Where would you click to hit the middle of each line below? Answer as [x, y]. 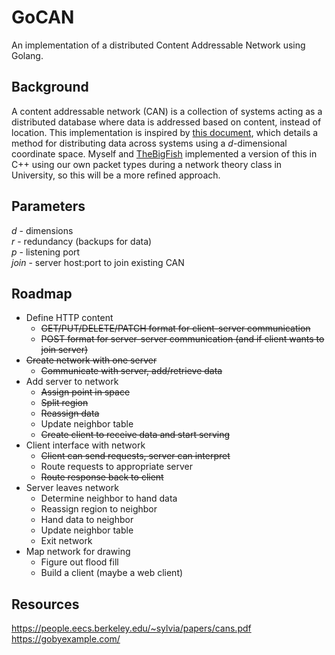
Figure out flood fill [79, 562]
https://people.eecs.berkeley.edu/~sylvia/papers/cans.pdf [131, 628]
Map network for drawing [78, 552]
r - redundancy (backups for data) [82, 241]
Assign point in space [85, 392]
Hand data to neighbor [87, 520]
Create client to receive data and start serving [135, 435]
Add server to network [72, 382]
